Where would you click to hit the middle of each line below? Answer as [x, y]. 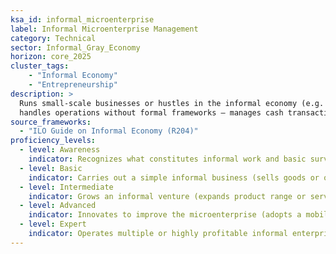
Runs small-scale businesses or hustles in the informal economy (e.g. [172, 103]
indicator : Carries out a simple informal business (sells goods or [174, 177]
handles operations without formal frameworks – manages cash [151, 112]
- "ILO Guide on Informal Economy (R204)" [109, 131]
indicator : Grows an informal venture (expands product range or [167, 196]
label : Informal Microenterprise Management [104, 29]
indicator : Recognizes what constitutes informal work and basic [167, 159]
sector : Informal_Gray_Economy [75, 47]
